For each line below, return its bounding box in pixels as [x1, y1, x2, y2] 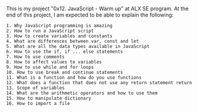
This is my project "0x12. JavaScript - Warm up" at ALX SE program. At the [6, 5, 189, 12]
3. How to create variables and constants [6, 33, 113, 39]
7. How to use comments [6, 54, 65, 60]
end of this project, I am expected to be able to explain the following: [6, 11, 174, 18]
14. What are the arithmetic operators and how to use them [6, 90, 158, 96]
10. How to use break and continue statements [6, 69, 123, 75]
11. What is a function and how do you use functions [6, 75, 142, 81]
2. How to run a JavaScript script [6, 28, 94, 34]
